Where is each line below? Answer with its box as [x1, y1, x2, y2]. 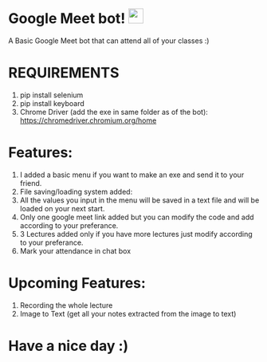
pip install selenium [19, 90, 84, 100]
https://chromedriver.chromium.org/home [19, 116, 157, 125]
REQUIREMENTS [8, 64, 120, 82]
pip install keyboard [19, 98, 85, 108]
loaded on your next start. [19, 203, 105, 213]
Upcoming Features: [8, 274, 146, 292]
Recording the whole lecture [19, 300, 113, 310]
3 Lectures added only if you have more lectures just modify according [19, 229, 253, 238]
